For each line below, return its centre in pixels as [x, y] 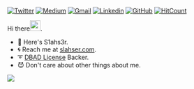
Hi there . [25, 29]
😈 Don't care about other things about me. [79, 65]
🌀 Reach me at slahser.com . [57, 49]
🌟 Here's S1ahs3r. [43, 42]
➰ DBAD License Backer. [53, 57]
